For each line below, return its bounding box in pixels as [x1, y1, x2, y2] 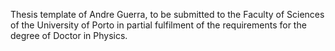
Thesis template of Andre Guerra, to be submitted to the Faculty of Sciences [10, 9, 325, 20]
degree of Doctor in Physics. [10, 30, 128, 41]
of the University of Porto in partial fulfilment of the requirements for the [10, 19, 307, 31]
